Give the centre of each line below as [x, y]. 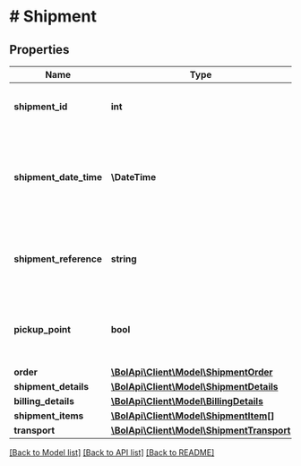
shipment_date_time [58, 177]
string [124, 259]
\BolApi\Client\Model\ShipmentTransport [201, 430]
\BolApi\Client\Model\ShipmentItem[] [193, 416]
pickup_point [43, 329]
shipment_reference [58, 259]
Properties [39, 50]
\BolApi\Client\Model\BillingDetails [187, 401]
